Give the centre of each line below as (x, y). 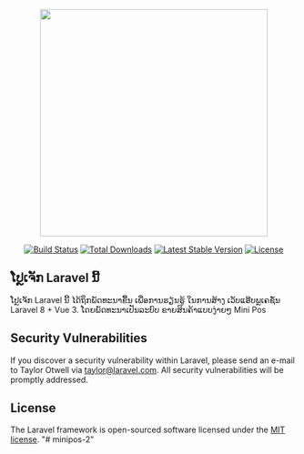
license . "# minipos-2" (52, 439)
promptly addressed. (50, 379)
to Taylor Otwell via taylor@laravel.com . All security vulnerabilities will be (147, 369)
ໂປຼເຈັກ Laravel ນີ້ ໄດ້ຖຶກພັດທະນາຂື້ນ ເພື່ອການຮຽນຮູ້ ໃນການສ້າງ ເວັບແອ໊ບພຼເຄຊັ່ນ (146, 299)
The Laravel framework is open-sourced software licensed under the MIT (148, 430)
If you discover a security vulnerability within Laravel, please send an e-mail (152, 360)
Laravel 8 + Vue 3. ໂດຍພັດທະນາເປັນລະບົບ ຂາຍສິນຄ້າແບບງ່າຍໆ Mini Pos (138, 309)
